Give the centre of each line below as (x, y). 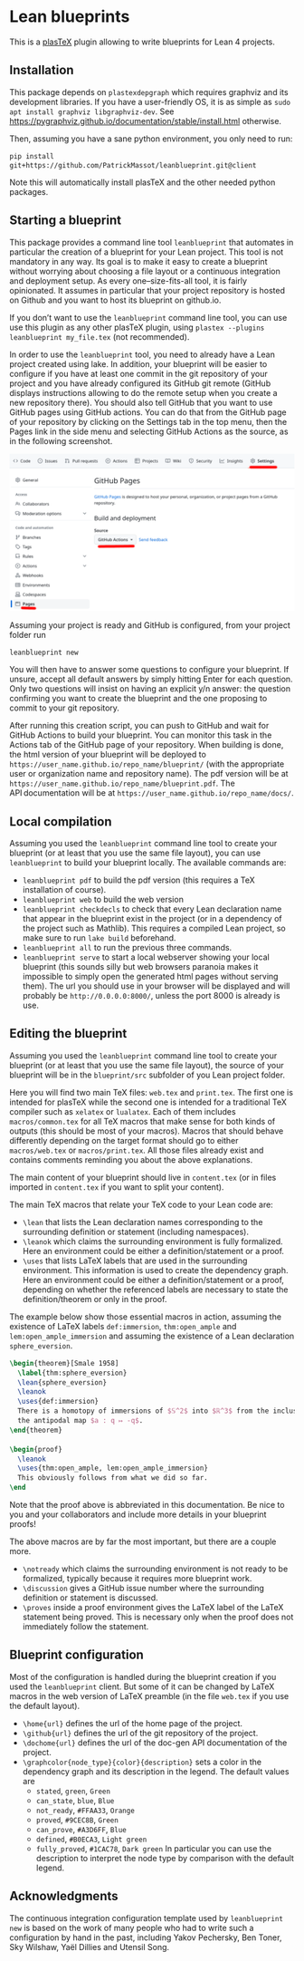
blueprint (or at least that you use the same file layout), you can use (135, 853)
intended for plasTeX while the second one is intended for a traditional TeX (148, 1102)
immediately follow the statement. (85, 1627)
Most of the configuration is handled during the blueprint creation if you (143, 1676)
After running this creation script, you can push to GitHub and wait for (139, 726)
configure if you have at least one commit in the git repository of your (139, 373)
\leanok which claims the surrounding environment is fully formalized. (152, 1241)
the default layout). (44, 1705)
